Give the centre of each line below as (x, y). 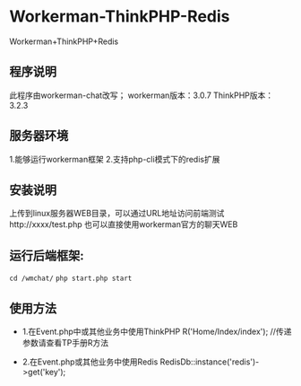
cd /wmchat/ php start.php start (71, 279)
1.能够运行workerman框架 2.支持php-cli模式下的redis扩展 (115, 159)
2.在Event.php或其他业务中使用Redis (90, 362)
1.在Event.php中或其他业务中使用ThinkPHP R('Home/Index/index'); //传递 (157, 331)
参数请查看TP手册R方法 (65, 342)
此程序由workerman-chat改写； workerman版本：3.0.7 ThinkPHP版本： (142, 95)
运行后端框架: (47, 255)
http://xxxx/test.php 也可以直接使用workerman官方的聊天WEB (124, 224)
